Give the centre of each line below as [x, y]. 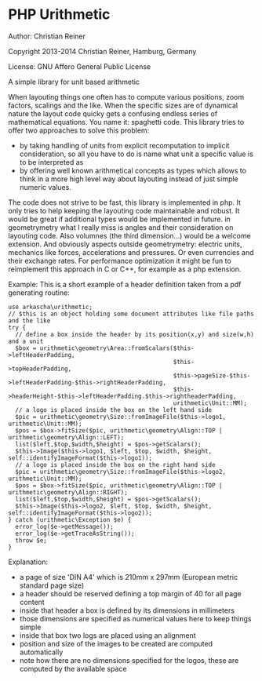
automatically [41, 652]
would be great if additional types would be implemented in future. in [120, 219]
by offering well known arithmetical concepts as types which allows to [133, 170]
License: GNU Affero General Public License [80, 66]
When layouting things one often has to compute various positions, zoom [126, 97]
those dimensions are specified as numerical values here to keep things [135, 618]
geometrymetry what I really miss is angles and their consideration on [121, 227]
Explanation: [28, 562]
